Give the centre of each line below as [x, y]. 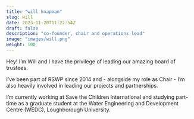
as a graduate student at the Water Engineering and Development [98, 103]
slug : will [20, 17]
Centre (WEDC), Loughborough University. [59, 110]
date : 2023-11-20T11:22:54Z [41, 22]
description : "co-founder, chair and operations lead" [76, 34]
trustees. [17, 67]
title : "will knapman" [34, 12]
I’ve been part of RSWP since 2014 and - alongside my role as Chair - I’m [96, 79]
